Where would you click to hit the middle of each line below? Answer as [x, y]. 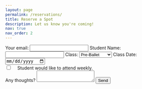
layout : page [19, 10]
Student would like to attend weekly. [55, 68]
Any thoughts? [20, 80]
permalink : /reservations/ [34, 15]
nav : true [16, 29]
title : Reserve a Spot [29, 19]
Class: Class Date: [101, 54]
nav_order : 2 [19, 33]
